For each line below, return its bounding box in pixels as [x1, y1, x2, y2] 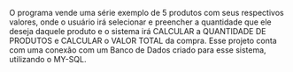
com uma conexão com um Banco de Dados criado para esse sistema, [9, 45, 267, 55]
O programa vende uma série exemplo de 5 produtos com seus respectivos [9, 8, 285, 18]
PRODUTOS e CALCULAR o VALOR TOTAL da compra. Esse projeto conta [9, 35, 277, 46]
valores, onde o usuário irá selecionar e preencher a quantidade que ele [9, 17, 272, 27]
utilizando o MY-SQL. [9, 54, 87, 64]
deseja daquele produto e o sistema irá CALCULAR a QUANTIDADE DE [9, 26, 266, 36]
